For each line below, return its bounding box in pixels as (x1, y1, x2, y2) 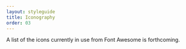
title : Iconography (6, 14, 56, 20)
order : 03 (6, 20, 31, 26)
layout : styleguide (6, 8, 56, 15)
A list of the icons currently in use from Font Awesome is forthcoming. (6, 36, 180, 44)
